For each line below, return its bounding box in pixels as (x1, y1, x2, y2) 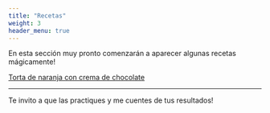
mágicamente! (8, 57, 56, 67)
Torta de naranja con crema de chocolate (8, 73, 145, 83)
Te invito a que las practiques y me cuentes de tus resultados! (8, 95, 214, 105)
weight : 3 (8, 19, 42, 27)
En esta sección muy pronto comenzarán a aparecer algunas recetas (8, 49, 237, 59)
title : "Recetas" (8, 11, 67, 20)
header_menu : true (8, 26, 70, 34)
